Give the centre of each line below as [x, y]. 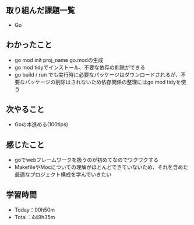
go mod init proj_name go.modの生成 [59, 60]
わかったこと [29, 45]
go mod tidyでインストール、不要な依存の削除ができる [80, 67]
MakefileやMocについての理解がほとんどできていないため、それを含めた [101, 167]
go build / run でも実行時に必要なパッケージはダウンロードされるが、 [98, 74]
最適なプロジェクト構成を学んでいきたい [63, 175]
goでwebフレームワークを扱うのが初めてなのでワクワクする [87, 160]
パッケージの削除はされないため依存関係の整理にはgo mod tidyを [103, 82]
